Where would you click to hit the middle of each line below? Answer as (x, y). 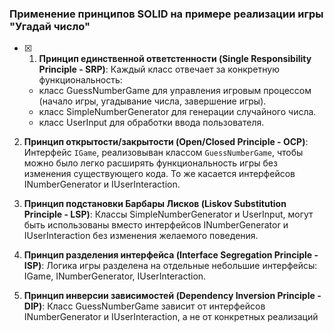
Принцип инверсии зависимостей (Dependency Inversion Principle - (172, 296)
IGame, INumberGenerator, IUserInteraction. (115, 276)
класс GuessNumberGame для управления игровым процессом (175, 91)
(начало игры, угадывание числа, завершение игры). (152, 101)
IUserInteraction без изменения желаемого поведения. (141, 236)
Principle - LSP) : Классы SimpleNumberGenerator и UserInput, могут (168, 214)
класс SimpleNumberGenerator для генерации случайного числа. (177, 112)
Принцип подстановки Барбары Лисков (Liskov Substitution (155, 204)
